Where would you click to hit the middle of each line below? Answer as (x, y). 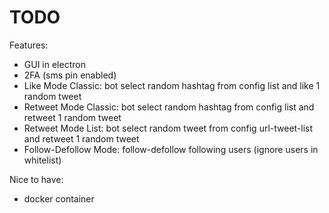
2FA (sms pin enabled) (70, 75)
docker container (59, 198)
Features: (29, 45)
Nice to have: (36, 179)
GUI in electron (54, 64)
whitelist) (42, 160)
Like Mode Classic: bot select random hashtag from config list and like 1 (172, 85)
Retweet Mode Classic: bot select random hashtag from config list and (169, 107)
